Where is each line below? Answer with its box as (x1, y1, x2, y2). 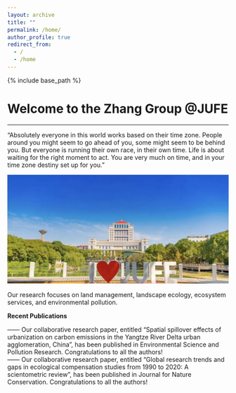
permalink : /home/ (7, 26, 61, 33)
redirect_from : (7, 41, 52, 49)
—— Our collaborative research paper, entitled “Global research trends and (7, 355, 225, 363)
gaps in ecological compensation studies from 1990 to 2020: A (7, 363, 189, 371)
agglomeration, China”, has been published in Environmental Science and (7, 340, 219, 349)
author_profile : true (7, 34, 71, 41)
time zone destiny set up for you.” (7, 161, 105, 169)
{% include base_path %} (7, 76, 81, 85)
